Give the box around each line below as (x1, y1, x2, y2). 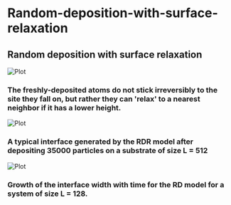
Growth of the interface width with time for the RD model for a (7, 179, 225, 189)
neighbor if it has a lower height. (7, 102, 122, 112)
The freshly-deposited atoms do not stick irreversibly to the (7, 85, 218, 95)
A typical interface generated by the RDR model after (7, 137, 194, 147)
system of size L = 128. (7, 189, 88, 199)
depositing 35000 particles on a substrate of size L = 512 (7, 146, 208, 156)
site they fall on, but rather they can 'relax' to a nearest (7, 94, 200, 104)
